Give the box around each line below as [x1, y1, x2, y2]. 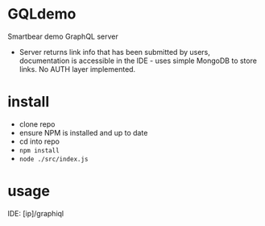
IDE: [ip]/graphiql [7, 208, 64, 218]
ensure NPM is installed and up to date [19, 128, 148, 137]
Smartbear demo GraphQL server [7, 31, 118, 41]
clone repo [19, 119, 56, 129]
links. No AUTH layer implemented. [19, 64, 136, 73]
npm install [19, 146, 60, 154]
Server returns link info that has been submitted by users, [19, 47, 211, 56]
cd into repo [19, 136, 60, 146]
